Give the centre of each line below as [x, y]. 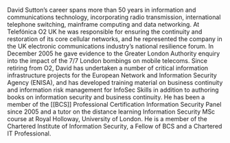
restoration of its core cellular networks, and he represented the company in [115, 39]
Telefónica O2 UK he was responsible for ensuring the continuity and [105, 31]
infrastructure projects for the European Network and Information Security [112, 75]
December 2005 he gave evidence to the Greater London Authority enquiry [114, 53]
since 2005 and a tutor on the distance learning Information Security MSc [111, 112]
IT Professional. [29, 133]
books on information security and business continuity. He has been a [106, 97]
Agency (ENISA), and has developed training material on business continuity [115, 82]
